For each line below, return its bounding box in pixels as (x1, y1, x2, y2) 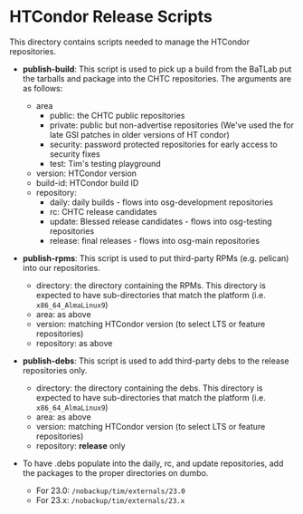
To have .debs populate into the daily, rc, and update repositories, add (22, 458, 284, 469)
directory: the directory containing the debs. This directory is (35, 383, 263, 393)
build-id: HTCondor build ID (35, 177, 139, 188)
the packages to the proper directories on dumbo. (22, 467, 209, 478)
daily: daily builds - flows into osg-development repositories (49, 197, 274, 208)
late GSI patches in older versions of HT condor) (49, 129, 231, 140)
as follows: (22, 82, 63, 93)
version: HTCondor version (35, 168, 137, 179)
